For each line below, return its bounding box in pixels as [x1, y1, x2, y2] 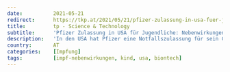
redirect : [7, 16, 36, 23]
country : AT [7, 42, 60, 49]
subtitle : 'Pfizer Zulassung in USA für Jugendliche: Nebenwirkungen [7, 29, 225, 36]
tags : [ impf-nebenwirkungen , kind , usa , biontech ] [7, 55, 183, 62]
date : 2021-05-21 [7, 10, 84, 17]
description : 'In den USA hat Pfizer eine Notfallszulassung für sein [7, 36, 219, 43]
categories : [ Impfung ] [7, 49, 81, 56]
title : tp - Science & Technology [7, 23, 130, 29]
